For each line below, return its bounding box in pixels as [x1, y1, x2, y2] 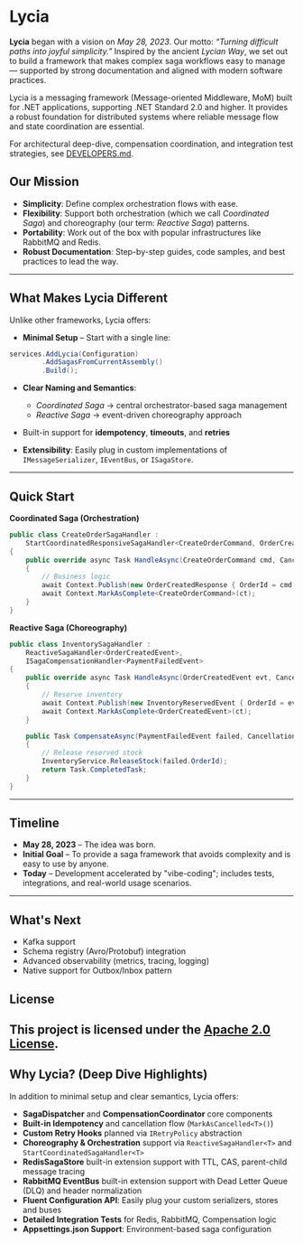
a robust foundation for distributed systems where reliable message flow [9, 111, 280, 122]
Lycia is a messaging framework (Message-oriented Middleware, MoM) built [9, 92, 293, 103]
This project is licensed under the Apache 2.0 [9, 1023, 271, 1038]
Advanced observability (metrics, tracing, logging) [22, 956, 210, 967]
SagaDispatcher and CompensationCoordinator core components [22, 1108, 273, 1119]
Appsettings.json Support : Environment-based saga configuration [22, 1223, 272, 1234]
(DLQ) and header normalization [22, 1185, 142, 1196]
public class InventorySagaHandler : [9, 640, 151, 649]
